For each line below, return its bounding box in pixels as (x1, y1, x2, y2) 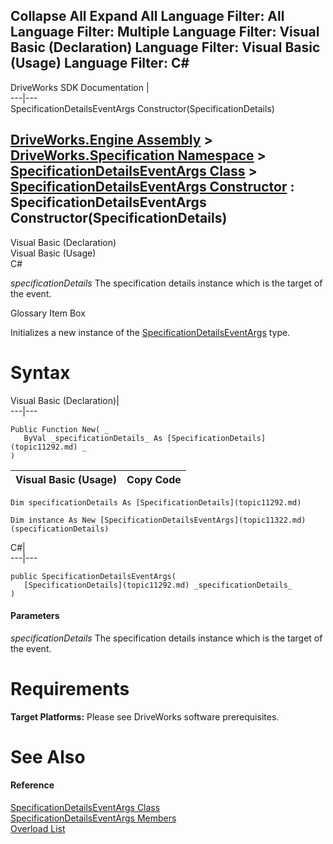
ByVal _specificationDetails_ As (23, 433, 163, 443)
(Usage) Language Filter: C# (10, 55, 190, 72)
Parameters (10, 610, 60, 622)
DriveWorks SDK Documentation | (10, 81, 150, 93)
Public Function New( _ (10, 424, 110, 434)
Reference (10, 779, 55, 791)
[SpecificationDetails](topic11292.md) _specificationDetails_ (23, 580, 293, 590)
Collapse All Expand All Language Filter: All (10, 8, 285, 25)
